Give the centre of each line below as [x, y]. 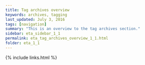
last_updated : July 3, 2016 [35, 19]
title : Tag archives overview [38, 10]
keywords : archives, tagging [36, 15]
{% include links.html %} [31, 57]
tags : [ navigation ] [26, 24]
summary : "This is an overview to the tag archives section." [73, 29]
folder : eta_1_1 [22, 43]
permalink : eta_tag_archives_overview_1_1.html [57, 39]
